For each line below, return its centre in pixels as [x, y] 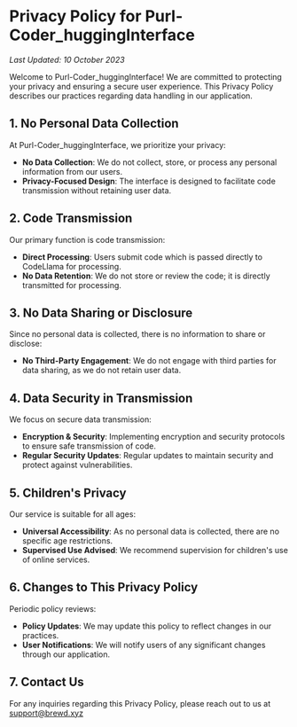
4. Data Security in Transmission [101, 398]
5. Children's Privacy [68, 492]
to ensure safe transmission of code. [89, 446]
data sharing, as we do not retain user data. [102, 371]
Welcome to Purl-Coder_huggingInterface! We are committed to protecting [145, 76]
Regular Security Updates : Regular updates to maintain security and [148, 456]
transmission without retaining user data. [97, 190]
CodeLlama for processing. [71, 266]
